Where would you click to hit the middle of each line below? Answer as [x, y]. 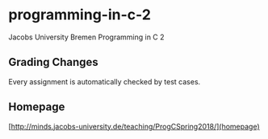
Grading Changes [53, 62]
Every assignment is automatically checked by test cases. [105, 81]
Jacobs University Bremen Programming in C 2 [86, 37]
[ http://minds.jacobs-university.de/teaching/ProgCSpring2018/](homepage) [134, 126]
